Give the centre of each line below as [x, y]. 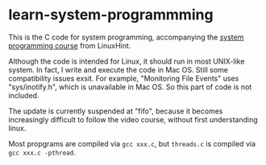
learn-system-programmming [111, 15]
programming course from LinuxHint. [70, 45]
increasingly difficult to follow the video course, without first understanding [133, 119]
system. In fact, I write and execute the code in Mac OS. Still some [118, 69]
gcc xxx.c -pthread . [42, 152]
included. [24, 95]
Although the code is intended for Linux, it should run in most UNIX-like [127, 61]
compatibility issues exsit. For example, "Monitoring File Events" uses [124, 78]
